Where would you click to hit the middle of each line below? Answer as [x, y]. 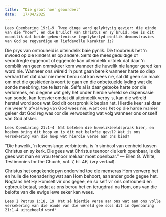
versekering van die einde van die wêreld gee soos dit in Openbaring [80, 205]
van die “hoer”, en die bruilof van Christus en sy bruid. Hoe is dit [80, 32]
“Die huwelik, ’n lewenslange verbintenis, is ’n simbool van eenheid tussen [81, 145]
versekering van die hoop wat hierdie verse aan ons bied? [67, 136]
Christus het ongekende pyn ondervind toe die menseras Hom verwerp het [82, 171]
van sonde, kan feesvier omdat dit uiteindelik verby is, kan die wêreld [76, 98]
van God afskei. [21, 118]
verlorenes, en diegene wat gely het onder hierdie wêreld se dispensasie [79, 92]
